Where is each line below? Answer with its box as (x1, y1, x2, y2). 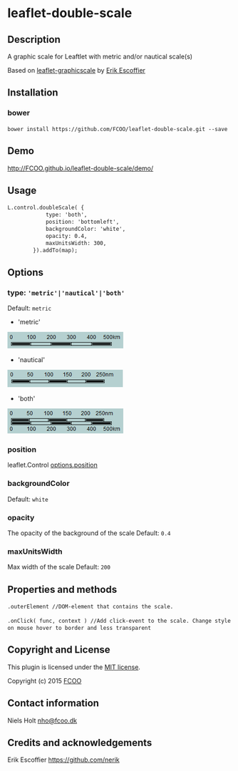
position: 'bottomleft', (45, 219, 120, 226)
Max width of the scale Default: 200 (7, 563, 110, 571)
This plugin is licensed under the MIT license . (7, 663, 141, 671)
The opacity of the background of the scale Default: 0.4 (7, 529, 171, 537)
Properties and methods (7, 583, 118, 596)
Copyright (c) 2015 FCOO (7, 676, 82, 685)
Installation (7, 87, 58, 99)
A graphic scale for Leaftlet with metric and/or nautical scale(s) (7, 52, 193, 61)
